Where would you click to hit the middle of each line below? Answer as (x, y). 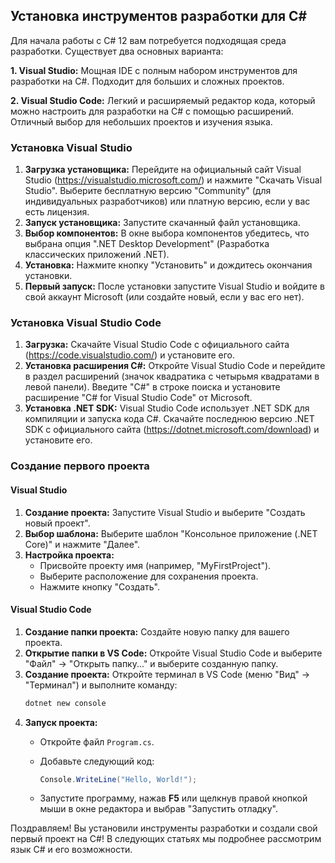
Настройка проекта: (69, 555)
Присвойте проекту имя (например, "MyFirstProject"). (155, 565)
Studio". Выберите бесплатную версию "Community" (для (148, 191)
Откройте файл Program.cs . (97, 741)
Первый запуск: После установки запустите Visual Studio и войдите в (174, 286)
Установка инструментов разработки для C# (159, 16)
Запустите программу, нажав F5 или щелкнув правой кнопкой (173, 798)
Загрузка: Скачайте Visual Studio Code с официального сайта (157, 345)
